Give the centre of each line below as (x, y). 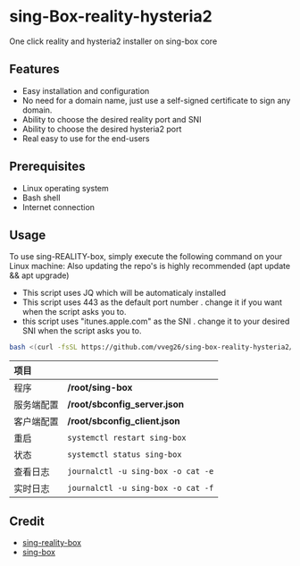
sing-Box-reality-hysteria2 (111, 17)
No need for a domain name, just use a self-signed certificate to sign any (156, 100)
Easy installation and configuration (86, 90)
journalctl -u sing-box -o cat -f (141, 488)
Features (34, 69)
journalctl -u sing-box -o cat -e (141, 472)
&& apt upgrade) (39, 275)
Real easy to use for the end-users (86, 138)
